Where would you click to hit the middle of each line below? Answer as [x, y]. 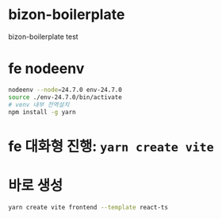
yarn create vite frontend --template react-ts [88, 207]
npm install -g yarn [42, 112]
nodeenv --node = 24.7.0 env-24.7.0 [65, 90]
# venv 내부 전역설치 [39, 105]
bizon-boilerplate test [43, 36]
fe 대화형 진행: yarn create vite [111, 146]
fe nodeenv [46, 69]
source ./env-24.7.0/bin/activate [65, 97]
